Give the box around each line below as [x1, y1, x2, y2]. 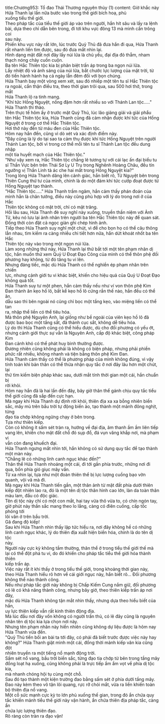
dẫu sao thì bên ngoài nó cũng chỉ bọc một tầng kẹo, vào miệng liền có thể [5, 299, 157, 304]
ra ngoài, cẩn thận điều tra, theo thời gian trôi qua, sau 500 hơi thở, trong [5, 83, 153, 89]
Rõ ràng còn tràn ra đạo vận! [5, 713, 63, 719]
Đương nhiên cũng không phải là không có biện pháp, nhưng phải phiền [5, 346, 151, 352]
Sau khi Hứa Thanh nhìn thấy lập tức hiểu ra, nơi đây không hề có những [5, 524, 152, 530]
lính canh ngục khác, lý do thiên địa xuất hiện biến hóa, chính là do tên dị [5, 529, 153, 535]
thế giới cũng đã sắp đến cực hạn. [5, 393, 74, 399]
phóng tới [5, 509, 25, 514]
